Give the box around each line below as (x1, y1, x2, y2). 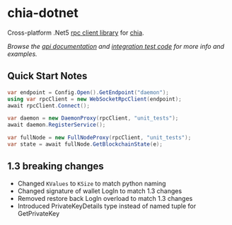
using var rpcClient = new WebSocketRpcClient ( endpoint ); (7, 96, 182, 103)
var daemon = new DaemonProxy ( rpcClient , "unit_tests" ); (7, 115, 179, 122)
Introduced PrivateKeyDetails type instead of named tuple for (17, 202, 197, 210)
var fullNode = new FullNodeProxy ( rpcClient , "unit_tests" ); (7, 134, 192, 142)
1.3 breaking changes (7, 161, 104, 173)
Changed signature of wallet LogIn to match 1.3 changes (17, 186, 182, 195)
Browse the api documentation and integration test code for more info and (7, 42, 225, 50)
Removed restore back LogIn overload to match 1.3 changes (17, 194, 193, 202)
